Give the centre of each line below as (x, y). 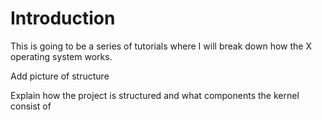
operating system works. (61, 56)
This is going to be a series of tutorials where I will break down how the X (161, 46)
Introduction (63, 18)
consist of (31, 106)
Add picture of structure (60, 76)
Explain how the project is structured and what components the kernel (155, 95)
